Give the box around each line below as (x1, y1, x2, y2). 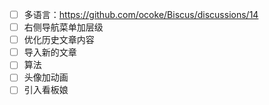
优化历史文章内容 (23, 34, 95, 46)
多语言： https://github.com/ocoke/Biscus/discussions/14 (23, 9, 259, 20)
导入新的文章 (23, 46, 77, 58)
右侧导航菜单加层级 (23, 21, 104, 33)
